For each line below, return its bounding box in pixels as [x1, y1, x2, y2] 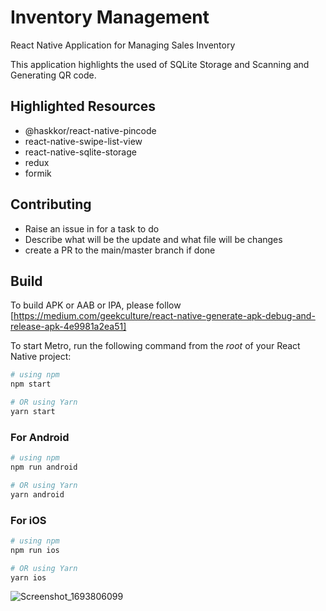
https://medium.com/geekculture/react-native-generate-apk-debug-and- [13, 310, 316, 322]
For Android [10, 430, 70, 444]
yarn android [10, 489, 65, 500]
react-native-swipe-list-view [24, 135, 143, 147]
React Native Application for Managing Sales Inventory [10, 39, 236, 51]
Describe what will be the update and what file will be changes [24, 233, 283, 245]
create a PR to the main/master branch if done [24, 244, 216, 256]
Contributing [10, 196, 92, 213]
